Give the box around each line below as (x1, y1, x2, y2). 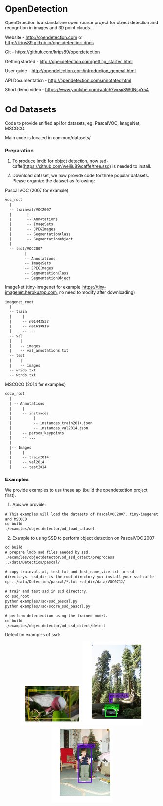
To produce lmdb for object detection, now (12, 158, 99, 164)
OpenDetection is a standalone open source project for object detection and (5, 20, 159, 25)
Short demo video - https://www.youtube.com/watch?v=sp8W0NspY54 (5, 87, 149, 92)
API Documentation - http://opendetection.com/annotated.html (5, 77, 132, 83)
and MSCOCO (5, 517, 27, 522)
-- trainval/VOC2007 (9, 207, 51, 212)
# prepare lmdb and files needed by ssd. (5, 550, 91, 555)
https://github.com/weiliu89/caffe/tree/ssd (24, 163, 110, 169)
